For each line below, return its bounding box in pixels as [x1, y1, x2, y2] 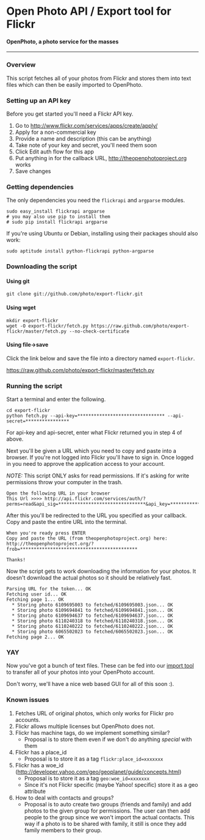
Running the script [6, 381, 63, 390]
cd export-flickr [6, 408, 51, 414]
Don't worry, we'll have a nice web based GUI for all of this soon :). [6, 680, 174, 688]
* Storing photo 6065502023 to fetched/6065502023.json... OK [12, 628, 173, 635]
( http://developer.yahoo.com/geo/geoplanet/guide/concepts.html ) [15, 768, 182, 775]
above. [6, 435, 24, 443]
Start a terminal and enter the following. [6, 396, 106, 403]
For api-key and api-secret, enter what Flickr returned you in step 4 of [6, 429, 182, 437]
